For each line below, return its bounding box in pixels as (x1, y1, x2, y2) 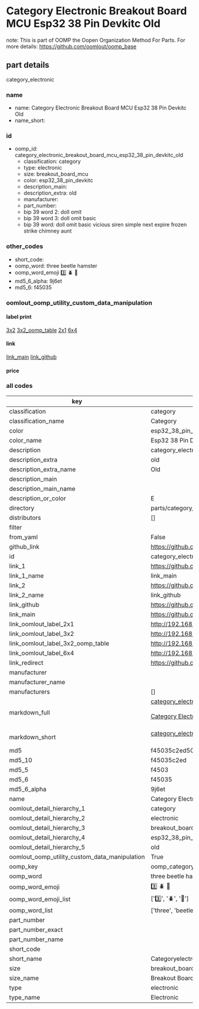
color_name (9, 436, 42, 444)
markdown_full (9, 708, 50, 716)
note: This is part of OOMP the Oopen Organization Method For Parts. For (6, 36, 185, 43)
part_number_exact (9, 925, 63, 933)
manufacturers (9, 687, 50, 695)
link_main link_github (6, 353, 57, 361)
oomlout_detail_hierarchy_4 (9, 833, 85, 841)
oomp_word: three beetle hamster (14, 262, 98, 269)
